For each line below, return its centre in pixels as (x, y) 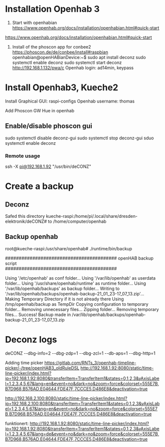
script (11, 263)
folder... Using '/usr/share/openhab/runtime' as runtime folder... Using (76, 283)
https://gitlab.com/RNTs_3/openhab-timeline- (90, 363)
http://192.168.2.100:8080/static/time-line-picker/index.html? (66, 398)
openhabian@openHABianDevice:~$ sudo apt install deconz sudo (79, 57)
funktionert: (17, 423)
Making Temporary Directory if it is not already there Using (65, 299)
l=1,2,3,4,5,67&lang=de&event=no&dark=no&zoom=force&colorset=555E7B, (82, 434)
